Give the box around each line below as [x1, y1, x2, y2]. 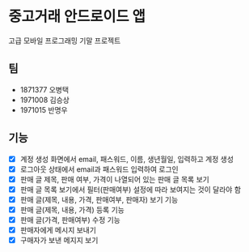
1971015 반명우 [19, 105, 68, 114]
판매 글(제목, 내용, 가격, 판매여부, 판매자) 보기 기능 [19, 194, 179, 204]
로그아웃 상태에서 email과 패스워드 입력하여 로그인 [19, 164, 179, 174]
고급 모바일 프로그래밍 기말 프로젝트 [8, 36, 121, 45]
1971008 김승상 [19, 95, 70, 105]
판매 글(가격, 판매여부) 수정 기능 [19, 215, 121, 224]
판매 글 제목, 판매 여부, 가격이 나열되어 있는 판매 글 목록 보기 [19, 174, 210, 184]
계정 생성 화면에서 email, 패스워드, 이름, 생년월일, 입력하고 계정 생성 [19, 154, 234, 164]
